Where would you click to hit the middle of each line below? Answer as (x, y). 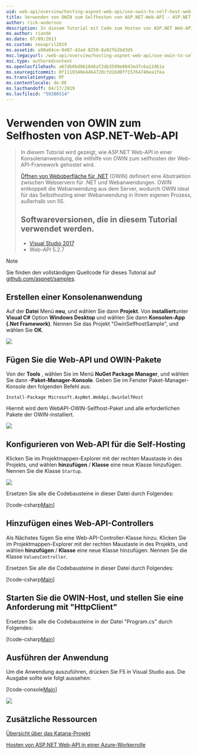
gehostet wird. (77, 164)
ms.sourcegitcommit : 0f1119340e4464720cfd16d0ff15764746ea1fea (85, 72)
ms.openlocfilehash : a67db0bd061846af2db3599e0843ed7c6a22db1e (85, 66)
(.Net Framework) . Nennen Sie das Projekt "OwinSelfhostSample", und (92, 324)
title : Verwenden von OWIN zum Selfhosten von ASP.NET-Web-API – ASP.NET (99, 17)
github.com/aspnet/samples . (41, 279)
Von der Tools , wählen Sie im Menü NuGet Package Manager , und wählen (98, 374)
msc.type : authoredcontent (39, 61)
